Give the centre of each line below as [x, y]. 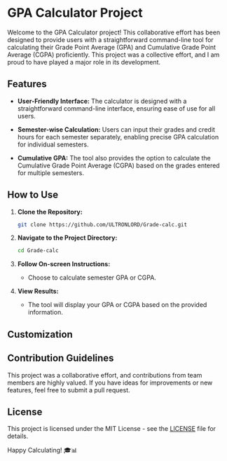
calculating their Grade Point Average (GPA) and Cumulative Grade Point [111, 47]
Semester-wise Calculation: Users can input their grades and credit [116, 129]
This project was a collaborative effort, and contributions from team [105, 375]
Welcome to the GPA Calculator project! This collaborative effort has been [114, 32]
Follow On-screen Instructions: [64, 264]
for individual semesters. [53, 144]
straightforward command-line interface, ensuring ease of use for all [116, 108]
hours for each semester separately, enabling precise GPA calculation [118, 137]
